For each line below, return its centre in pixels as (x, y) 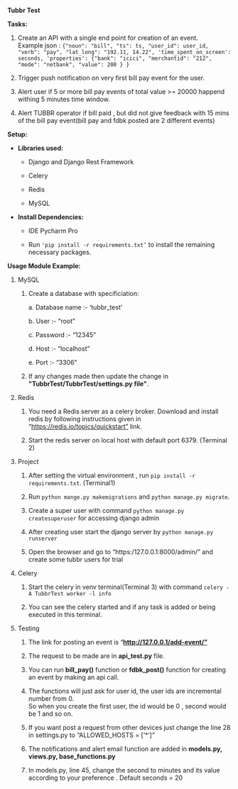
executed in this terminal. (65, 614)
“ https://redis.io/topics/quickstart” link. (85, 427)
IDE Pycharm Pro (53, 231)
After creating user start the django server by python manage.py (121, 532)
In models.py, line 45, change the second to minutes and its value (124, 770)
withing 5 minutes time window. (64, 99)
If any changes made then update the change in (98, 376)
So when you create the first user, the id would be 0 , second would (127, 706)
